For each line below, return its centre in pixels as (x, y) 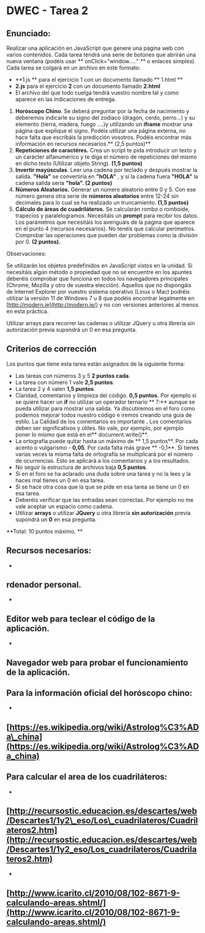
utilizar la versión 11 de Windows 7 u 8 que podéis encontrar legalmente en (100, 298)
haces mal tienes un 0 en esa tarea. (60, 480)
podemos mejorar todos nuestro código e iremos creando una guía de (103, 415)
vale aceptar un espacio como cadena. (64, 506)
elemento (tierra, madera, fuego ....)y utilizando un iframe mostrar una (104, 124)
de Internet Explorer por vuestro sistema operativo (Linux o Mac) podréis (98, 292)
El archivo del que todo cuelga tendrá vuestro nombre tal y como (97, 93)
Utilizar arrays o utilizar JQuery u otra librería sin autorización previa (103, 513)
